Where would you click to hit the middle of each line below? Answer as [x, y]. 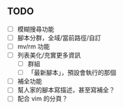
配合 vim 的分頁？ [42, 99]
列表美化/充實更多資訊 [49, 55]
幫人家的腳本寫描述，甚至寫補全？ [66, 90]
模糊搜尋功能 [35, 29]
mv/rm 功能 [33, 46]
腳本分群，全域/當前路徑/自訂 [59, 37]
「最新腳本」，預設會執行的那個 [72, 73]
